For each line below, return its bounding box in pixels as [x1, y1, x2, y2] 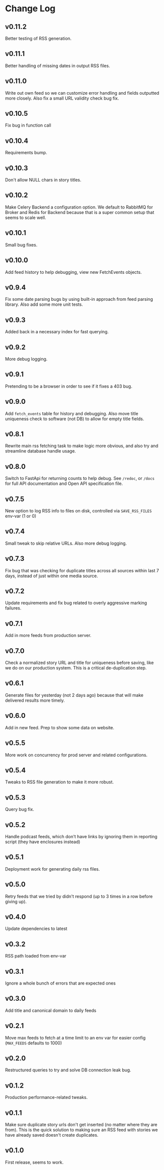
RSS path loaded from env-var [5, 953, 67, 959]
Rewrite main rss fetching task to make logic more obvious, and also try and [5, 443, 159, 449]
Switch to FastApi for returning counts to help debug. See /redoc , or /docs [5, 476, 155, 481]
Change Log [5, 3, 55, 14]
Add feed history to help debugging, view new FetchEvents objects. [5, 269, 142, 275]
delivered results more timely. [5, 697, 65, 703]
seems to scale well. [5, 214, 47, 220]
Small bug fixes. [5, 241, 38, 248]
